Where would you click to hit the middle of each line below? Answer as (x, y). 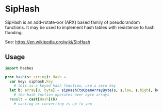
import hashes (19, 68)
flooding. (14, 32)
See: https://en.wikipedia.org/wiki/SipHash (48, 42)
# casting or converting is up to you (53, 104)
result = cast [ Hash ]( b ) (33, 99)
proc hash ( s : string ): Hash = (36, 77)
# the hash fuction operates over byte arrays (62, 95)
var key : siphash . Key (31, 81)
